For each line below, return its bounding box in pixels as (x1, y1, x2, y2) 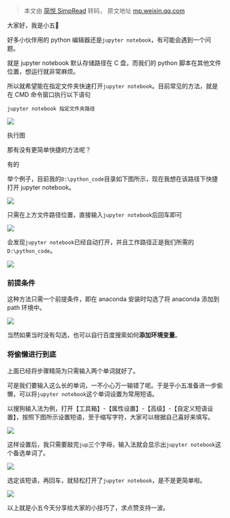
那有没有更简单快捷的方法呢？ (7, 146, 91, 153)
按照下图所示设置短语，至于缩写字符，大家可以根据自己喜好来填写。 (21, 413, 214, 421)
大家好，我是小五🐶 (7, 21, 60, 29)
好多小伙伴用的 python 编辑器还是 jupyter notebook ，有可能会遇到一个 (7, 36, 205, 44)
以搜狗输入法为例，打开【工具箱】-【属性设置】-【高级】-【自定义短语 (7, 404, 207, 413)
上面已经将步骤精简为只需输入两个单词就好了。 (7, 366, 139, 375)
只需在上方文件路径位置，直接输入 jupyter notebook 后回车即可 (7, 211, 183, 218)
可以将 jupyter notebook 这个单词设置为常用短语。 (18, 389, 159, 398)
